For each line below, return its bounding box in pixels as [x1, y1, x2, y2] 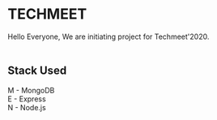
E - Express [7, 94, 46, 104]
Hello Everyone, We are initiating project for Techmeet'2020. [7, 32, 210, 41]
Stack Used [7, 64, 67, 78]
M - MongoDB [7, 85, 55, 95]
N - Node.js [7, 102, 46, 112]
